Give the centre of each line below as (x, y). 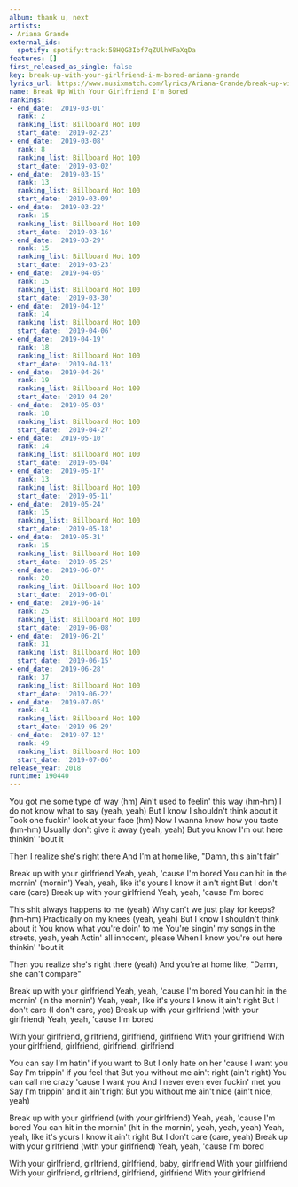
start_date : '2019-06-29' (65, 727)
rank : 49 (33, 743)
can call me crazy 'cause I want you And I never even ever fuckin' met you (145, 1082)
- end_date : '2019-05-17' (57, 471)
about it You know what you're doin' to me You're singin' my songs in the (143, 929)
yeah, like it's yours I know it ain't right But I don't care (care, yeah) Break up (149, 1137)
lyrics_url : (31, 83)
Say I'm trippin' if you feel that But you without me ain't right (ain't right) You (148, 1073)
